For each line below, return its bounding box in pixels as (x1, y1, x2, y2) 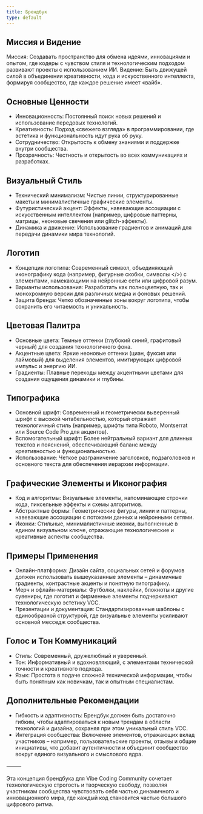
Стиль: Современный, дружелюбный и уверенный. (15, 652, 148, 659)
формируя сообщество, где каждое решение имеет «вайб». (6, 79, 162, 86)
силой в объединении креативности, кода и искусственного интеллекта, (6, 72, 196, 80)
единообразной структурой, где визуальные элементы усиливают (15, 612, 188, 619)
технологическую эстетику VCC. (15, 599, 101, 606)
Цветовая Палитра (6, 320, 81, 331)
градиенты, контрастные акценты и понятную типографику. (15, 580, 171, 587)
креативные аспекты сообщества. (15, 533, 104, 541)
